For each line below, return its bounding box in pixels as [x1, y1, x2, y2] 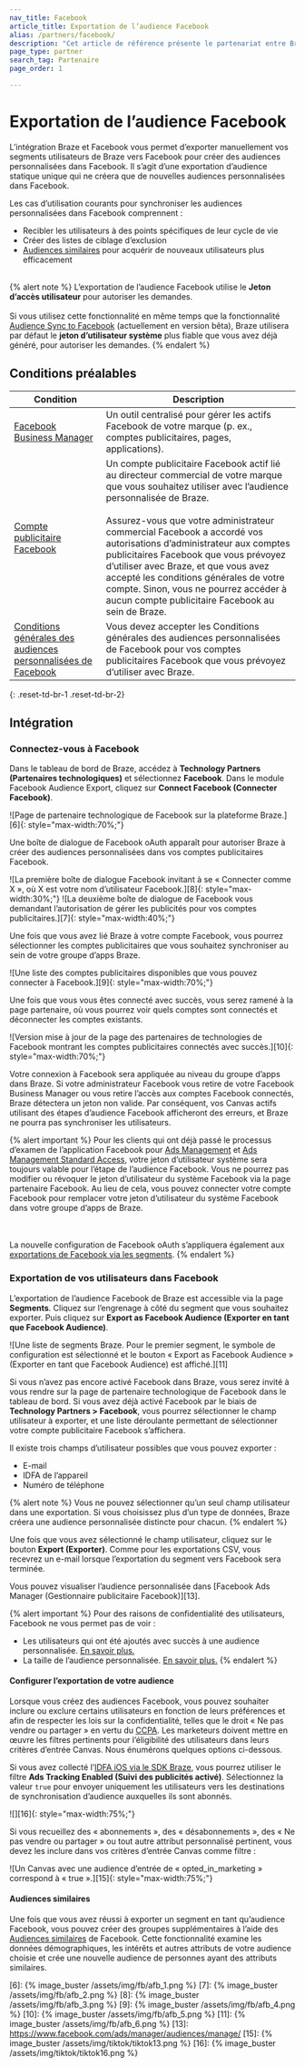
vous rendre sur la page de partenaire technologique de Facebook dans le [9, 1386, 287, 1397]
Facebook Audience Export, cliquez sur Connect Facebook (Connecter [9, 782, 278, 793]
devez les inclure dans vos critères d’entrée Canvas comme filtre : [9, 1845, 257, 1856]
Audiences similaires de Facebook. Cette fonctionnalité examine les [9, 1933, 262, 1944]
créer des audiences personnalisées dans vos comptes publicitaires [9, 847, 264, 858]
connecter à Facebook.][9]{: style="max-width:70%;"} [9, 977, 213, 988]
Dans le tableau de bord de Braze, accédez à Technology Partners [9, 763, 261, 774]
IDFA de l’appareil [22, 1470, 89, 1481]
